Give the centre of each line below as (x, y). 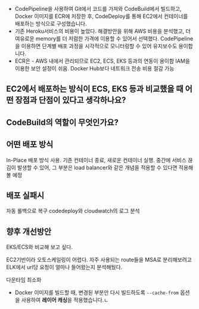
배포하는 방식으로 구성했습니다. (51, 24)
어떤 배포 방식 (30, 145)
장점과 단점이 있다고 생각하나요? (71, 100)
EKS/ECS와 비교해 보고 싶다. (40, 247)
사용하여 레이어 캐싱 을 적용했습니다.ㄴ (65, 300)
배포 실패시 (25, 195)
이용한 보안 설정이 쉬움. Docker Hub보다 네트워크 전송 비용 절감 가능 (94, 68)
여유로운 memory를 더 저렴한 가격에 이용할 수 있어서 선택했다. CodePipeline (104, 38)
